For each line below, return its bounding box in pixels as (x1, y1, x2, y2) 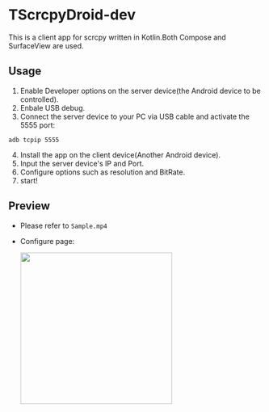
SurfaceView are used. (8, 40, 84, 50)
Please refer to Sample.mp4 (19, 221, 107, 230)
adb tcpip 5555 (8, 136, 60, 144)
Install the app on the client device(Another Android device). (19, 149, 221, 159)
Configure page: (19, 236, 75, 246)
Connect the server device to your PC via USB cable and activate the (19, 111, 250, 121)
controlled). (19, 95, 59, 104)
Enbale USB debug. (19, 103, 86, 112)
